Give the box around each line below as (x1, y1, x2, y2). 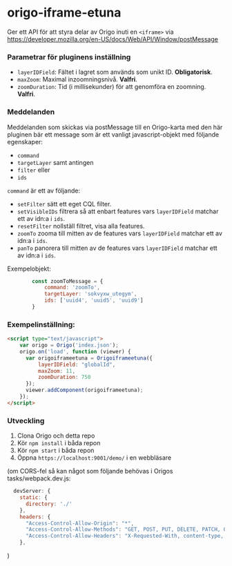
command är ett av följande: (7, 186, 81, 195)
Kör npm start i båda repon (17, 447, 95, 455)
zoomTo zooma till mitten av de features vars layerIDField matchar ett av (17, 229, 223, 237)
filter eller (17, 166, 50, 174)
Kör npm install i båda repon (17, 439, 101, 447)
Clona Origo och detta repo (17, 431, 95, 440)
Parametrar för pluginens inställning (7, 52, 131, 61)
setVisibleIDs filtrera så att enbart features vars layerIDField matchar (17, 207, 219, 215)
